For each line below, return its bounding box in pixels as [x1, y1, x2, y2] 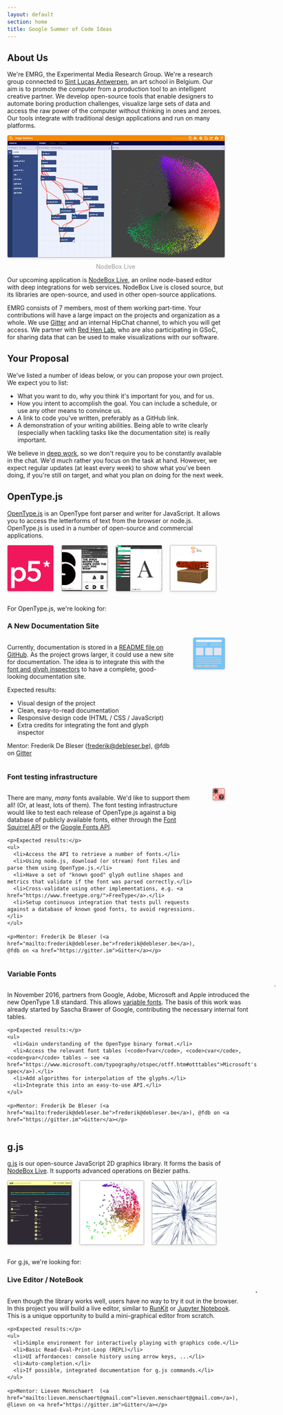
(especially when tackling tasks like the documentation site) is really [17, 428, 210, 436]
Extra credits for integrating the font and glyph [17, 721, 149, 729]
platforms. [7, 121, 36, 130]
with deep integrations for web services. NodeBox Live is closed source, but [7, 283, 224, 291]
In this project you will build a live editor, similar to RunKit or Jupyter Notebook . [7, 1304, 231, 1312]
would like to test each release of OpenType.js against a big [7, 809, 176, 817]
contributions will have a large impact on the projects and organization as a [7, 310, 220, 319]
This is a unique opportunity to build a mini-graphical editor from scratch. [7, 1311, 216, 1319]
